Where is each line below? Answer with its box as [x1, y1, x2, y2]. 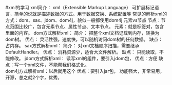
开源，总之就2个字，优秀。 [5, 74, 63, 80]
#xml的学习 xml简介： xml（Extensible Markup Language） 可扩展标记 [5, 5, 155, 10]
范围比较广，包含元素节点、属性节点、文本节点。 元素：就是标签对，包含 [9, 23, 164, 30]
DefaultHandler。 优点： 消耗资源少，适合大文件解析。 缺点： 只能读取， [5, 49, 160, 55]
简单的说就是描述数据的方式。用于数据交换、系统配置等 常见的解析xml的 [14, 11, 167, 17]
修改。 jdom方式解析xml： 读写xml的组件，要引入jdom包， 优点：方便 [9, 55, 158, 61]
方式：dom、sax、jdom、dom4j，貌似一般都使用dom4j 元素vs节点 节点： [5, 17, 162, 23]
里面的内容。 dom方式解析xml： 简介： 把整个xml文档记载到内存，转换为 [5, 30, 160, 36]
